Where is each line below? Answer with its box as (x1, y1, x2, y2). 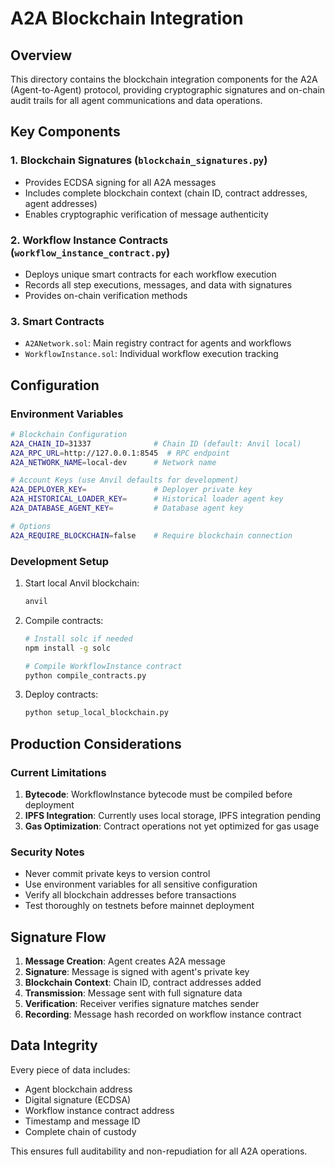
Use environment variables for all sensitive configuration (24, 878, 258, 891)
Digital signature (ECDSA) (24, 1093, 132, 1106)
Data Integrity (10, 1037, 98, 1054)
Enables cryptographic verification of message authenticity (24, 208, 269, 220)
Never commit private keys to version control (24, 868, 211, 880)
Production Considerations (10, 735, 182, 752)
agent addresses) (24, 197, 98, 209)
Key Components (10, 123, 121, 141)
